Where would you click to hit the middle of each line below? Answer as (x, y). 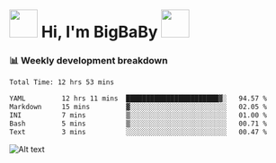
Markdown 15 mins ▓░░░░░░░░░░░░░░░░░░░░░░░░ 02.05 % (138, 107)
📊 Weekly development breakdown (89, 61)
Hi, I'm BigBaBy (99, 32)
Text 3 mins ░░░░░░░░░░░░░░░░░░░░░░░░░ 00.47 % (138, 132)
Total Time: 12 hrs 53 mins (62, 82)
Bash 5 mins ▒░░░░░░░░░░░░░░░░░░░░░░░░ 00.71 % (138, 124)
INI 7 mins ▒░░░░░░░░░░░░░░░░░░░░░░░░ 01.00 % (138, 116)
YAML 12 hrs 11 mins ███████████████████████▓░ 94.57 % (138, 99)
